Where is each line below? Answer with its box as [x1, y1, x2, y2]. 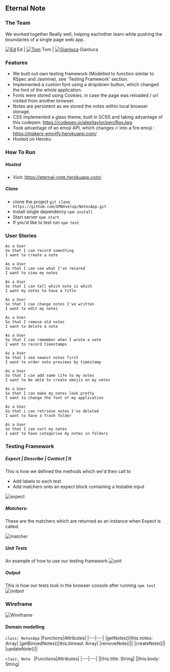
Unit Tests [5, 545, 27, 551]
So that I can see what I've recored [5, 266, 86, 271]
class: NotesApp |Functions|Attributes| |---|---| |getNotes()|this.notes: [5, 635, 153, 641]
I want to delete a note [5, 324, 58, 329]
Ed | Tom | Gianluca [17, 46, 98, 53]
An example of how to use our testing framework [5, 558, 108, 564]
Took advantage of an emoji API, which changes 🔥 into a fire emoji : [12, 124, 155, 131]
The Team [5, 19, 31, 27]
